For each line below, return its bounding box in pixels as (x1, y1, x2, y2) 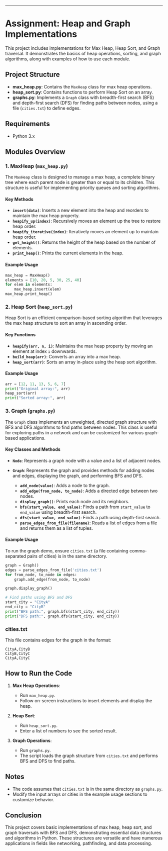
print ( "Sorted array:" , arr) (5, 396, 66, 401)
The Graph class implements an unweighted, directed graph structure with (5, 419, 157, 425)
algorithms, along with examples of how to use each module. (5, 56, 131, 62)
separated (5, 553, 26, 559)
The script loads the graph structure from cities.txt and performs (19, 752, 158, 759)
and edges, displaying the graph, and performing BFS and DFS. (12, 472, 143, 479)
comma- (129, 547, 147, 553)
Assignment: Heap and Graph (5, 18, 131, 29)
